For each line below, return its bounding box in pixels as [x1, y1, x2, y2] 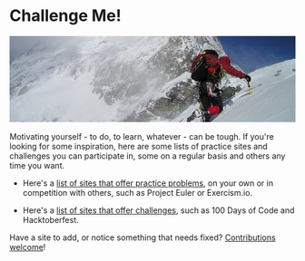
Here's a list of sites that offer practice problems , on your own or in [22, 178, 274, 188]
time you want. [9, 160, 65, 171]
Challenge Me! [9, 5, 122, 26]
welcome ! [9, 242, 46, 253]
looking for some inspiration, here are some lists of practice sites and [9, 141, 268, 152]
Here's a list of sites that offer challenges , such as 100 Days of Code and [22, 205, 295, 216]
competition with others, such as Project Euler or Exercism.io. [22, 188, 252, 198]
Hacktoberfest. [22, 215, 79, 226]
